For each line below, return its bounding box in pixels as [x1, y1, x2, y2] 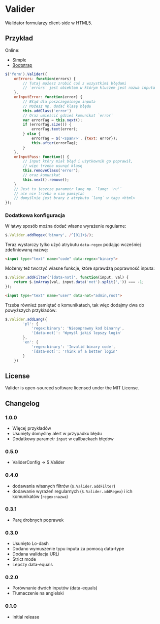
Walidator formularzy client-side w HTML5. [5, 20, 93, 26]
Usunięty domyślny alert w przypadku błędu [12, 430, 102, 436]
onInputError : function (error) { [14, 95, 83, 100]
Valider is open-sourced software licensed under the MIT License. [5, 385, 139, 391]
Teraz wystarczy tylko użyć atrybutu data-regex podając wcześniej [5, 242, 141, 248]
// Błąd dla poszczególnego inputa [23, 99, 96, 104]
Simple [12, 57, 27, 63]
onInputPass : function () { [14, 154, 69, 159]
